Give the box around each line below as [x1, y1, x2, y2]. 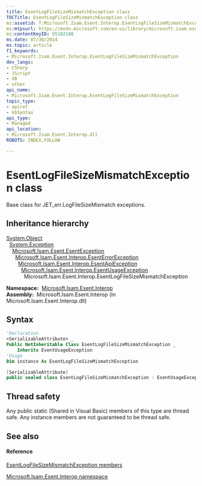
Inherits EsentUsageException [17, 347, 93, 353]
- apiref [6, 103, 28, 110]
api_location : [6, 126, 42, 132]
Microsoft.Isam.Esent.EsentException [11, 247, 105, 254]
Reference [6, 448, 33, 455]
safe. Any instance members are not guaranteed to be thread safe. [6, 414, 171, 421]
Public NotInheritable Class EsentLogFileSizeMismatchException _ [6, 342, 176, 348]
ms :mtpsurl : [6, 25, 36, 32]
